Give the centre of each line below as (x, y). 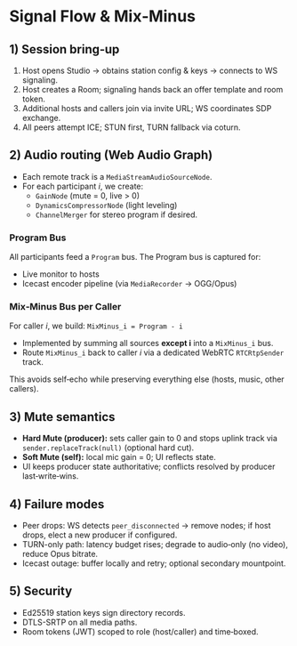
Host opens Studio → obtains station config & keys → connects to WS (150, 70)
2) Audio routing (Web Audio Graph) (111, 155)
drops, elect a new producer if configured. (100, 535)
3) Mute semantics (62, 417)
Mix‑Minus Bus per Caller (65, 307)
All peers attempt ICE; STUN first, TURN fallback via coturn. (132, 127)
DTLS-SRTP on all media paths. (80, 622)
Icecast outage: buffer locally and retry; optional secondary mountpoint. (154, 563)
